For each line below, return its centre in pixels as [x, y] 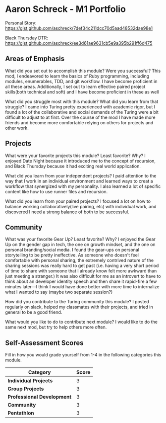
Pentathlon [21, 413]
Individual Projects [30, 381]
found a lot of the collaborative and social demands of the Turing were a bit [82, 112]
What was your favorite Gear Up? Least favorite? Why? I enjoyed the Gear [81, 239]
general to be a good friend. [34, 312]
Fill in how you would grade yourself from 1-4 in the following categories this [83, 355]
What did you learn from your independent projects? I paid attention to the [81, 175]
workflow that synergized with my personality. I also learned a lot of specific [83, 186]
